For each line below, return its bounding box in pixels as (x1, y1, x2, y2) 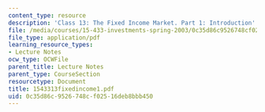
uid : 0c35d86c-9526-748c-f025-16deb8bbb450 (8, 92, 154, 100)
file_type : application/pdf (8, 33, 101, 42)
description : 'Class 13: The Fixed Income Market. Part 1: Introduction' (8, 19, 256, 27)
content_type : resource (8, 11, 87, 20)
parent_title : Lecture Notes (8, 63, 104, 71)
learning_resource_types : (8, 41, 93, 49)
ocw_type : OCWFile (8, 56, 69, 64)
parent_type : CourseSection (8, 70, 101, 78)
